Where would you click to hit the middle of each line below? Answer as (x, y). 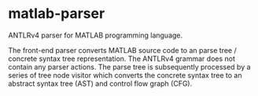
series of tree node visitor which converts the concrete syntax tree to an (125, 75)
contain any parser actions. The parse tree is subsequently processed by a (129, 66)
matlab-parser (57, 14)
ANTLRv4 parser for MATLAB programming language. (96, 35)
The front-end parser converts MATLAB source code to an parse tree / (123, 50)
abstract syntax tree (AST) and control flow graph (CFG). (100, 84)
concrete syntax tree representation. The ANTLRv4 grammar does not (122, 59)
